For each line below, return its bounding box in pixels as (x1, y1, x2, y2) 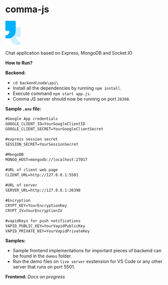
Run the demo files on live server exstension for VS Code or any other (12, 258, 163, 264)
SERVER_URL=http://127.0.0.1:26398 (5, 187, 81, 193)
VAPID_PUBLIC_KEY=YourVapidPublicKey (5, 223, 86, 228)
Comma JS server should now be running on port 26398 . (12, 96, 131, 102)
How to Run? (5, 60, 33, 66)
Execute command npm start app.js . (12, 90, 91, 97)
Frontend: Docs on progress (5, 273, 65, 279)
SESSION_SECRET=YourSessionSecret (5, 141, 79, 147)
